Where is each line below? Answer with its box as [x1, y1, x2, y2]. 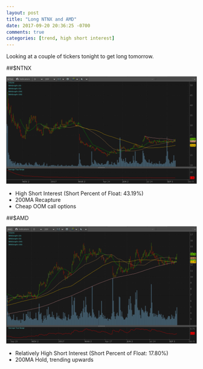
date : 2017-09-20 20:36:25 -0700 [6, 22, 91, 28]
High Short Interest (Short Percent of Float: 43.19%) [14, 190, 144, 197]
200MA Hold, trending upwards [14, 356, 94, 363]
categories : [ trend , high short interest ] [6, 35, 115, 42]
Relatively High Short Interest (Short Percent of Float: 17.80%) [14, 349, 169, 357]
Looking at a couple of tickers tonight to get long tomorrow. [6, 53, 154, 60]
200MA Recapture [14, 196, 61, 203]
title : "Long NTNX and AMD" [6, 16, 77, 22]
